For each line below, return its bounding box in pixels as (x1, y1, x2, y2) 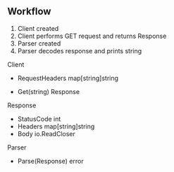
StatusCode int (17, 114, 61, 123)
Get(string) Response (17, 87, 80, 95)
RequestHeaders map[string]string (17, 74, 118, 82)
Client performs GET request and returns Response (17, 32, 167, 40)
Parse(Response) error (17, 157, 84, 165)
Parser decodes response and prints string (17, 46, 142, 55)
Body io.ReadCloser (17, 129, 75, 138)
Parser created (17, 39, 61, 48)
